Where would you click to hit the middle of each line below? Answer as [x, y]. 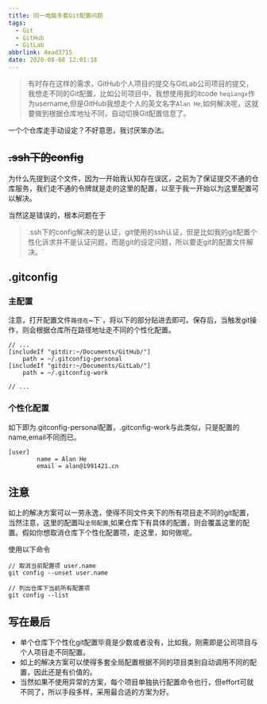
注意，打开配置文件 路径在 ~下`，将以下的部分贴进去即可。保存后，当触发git [129, 320]
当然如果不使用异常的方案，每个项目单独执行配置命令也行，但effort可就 [137, 682]
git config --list [39, 596]
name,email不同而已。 [44, 437]
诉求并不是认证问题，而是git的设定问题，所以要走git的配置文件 [144, 242]
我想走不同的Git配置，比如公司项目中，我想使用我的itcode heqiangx [138, 93]
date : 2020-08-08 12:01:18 [53, 60]
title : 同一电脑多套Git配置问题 [56, 15]
